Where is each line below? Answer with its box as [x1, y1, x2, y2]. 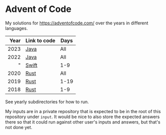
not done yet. [5, 124, 32, 130]
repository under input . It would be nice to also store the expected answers [5, 114, 160, 120]
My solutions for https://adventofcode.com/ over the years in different [5, 20, 149, 26]
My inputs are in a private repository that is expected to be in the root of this [5, 108, 161, 114]
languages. [5, 25, 28, 31]
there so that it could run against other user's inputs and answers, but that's [5, 119, 161, 125]
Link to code [25, 37, 56, 44]
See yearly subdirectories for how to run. [5, 99, 89, 105]
